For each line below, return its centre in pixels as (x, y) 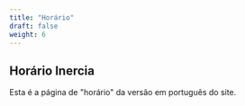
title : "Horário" (42, 18)
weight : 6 (28, 34)
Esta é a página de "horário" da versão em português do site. (123, 93)
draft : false (34, 26)
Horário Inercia (52, 71)
